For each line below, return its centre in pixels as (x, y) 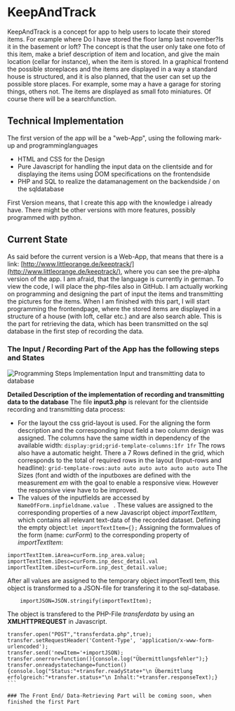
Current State (38, 240)
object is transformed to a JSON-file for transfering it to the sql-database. (114, 588)
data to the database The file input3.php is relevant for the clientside (108, 402)
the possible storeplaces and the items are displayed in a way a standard (112, 69)
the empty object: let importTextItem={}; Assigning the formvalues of (119, 527)
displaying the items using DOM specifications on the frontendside (114, 174)
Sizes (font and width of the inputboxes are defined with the (104, 475)
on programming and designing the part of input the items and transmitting (115, 294)
